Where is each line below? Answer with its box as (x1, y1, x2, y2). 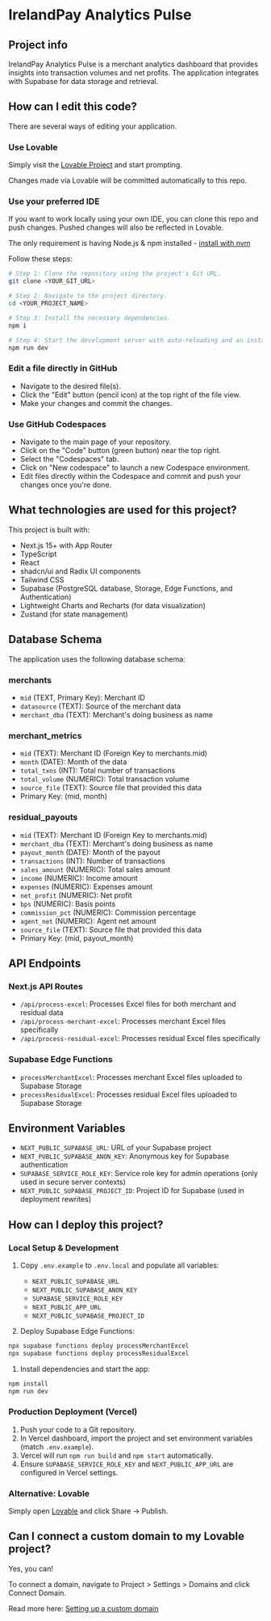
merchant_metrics (8, 730, 82, 741)
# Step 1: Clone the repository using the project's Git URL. (8, 269, 222, 278)
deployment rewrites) (19, 1195, 92, 1204)
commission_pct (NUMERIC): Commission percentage (19, 908, 196, 917)
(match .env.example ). (19, 1441, 94, 1451)
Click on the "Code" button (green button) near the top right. (19, 446, 222, 455)
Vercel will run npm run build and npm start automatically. (19, 1450, 214, 1460)
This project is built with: (8, 524, 90, 535)
